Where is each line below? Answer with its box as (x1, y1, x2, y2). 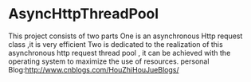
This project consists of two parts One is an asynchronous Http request (8, 31, 243, 41)
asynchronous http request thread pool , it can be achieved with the (8, 48, 231, 57)
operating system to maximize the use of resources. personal (8, 57, 210, 66)
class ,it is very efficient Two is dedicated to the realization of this (8, 39, 223, 49)
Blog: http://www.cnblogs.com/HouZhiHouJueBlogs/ (8, 64, 179, 74)
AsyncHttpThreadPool (8, 5, 159, 23)
